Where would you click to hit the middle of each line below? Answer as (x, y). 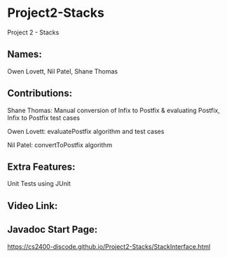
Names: (25, 54)
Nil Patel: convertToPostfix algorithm (60, 144)
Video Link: (33, 206)
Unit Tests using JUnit (39, 184)
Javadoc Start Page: (53, 230)
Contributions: (40, 94)
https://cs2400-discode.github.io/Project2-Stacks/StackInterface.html (109, 246)
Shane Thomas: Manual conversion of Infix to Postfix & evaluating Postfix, (114, 110)
